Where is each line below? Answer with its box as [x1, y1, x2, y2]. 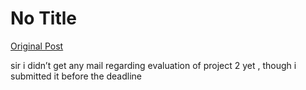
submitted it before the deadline [10, 70, 143, 82]
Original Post [10, 40, 64, 52]
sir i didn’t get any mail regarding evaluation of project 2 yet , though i [10, 59, 297, 71]
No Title [10, 7, 78, 30]
